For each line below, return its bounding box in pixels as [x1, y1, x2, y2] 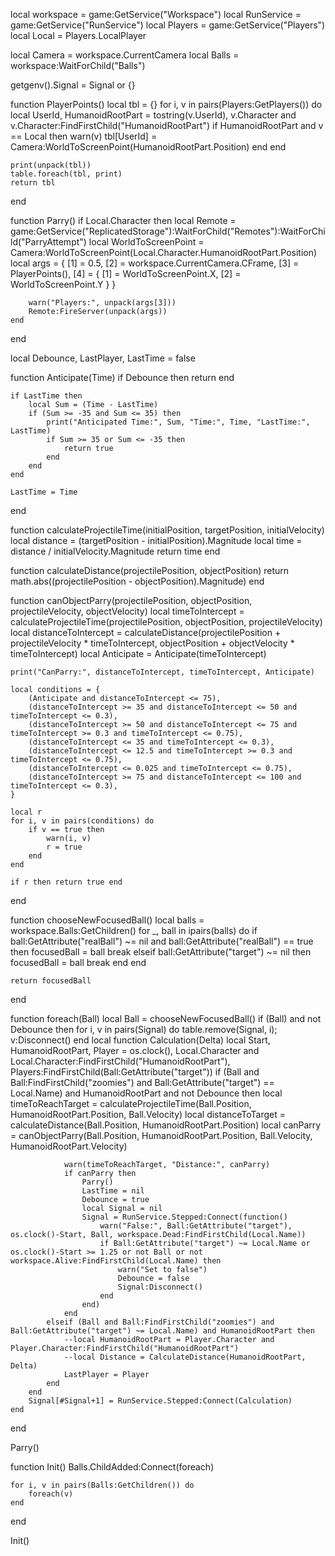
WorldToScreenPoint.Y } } [10, 279, 117, 290]
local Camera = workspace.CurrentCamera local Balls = [10, 49, 240, 61]
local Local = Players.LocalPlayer [10, 30, 147, 41]
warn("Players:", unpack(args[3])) [28, 298, 177, 308]
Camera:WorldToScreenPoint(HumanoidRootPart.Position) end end [10, 141, 287, 153]
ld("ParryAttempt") [10, 236, 87, 248]
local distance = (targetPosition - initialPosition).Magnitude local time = [10, 535, 303, 546]
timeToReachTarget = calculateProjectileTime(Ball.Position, [10, 1098, 252, 1109]
